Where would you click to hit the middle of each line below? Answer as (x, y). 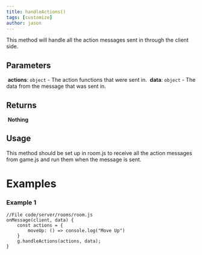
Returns (22, 105)
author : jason (24, 23)
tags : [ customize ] (29, 17)
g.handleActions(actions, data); (59, 241)
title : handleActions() (36, 12)
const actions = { (40, 226)
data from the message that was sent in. (56, 86)
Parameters (29, 65)
